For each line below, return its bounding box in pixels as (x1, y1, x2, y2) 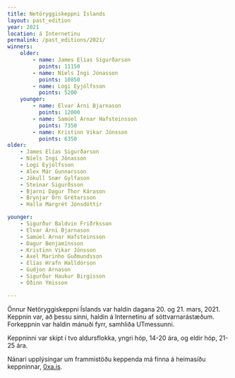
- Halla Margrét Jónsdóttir (20, 201, 102, 208)
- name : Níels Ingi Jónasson (32, 69, 119, 76)
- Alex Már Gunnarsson (20, 167, 87, 175)
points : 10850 (38, 76, 80, 83)
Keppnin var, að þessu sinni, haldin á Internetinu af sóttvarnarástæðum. (7, 312, 215, 321)
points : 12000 (38, 109, 80, 116)
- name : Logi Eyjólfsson (32, 83, 106, 90)
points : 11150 (38, 63, 80, 70)
